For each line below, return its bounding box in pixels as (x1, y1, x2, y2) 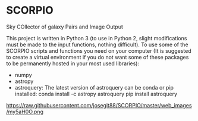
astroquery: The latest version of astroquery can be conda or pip (14, 84, 174, 91)
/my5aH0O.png (6, 108, 43, 115)
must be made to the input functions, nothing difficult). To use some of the (6, 41, 188, 48)
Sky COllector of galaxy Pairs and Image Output (6, 23, 124, 30)
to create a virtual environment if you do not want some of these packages (6, 53, 189, 60)
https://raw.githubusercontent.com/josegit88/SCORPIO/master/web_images (6, 101, 192, 109)
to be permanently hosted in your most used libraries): (6, 60, 140, 67)
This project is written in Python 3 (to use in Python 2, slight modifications (6, 34, 187, 42)
